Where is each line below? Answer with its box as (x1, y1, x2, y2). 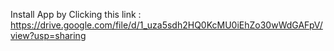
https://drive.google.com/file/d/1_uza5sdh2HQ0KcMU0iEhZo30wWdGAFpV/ (10, 19, 323, 31)
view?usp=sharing (10, 30, 87, 41)
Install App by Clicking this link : (10, 9, 142, 20)
